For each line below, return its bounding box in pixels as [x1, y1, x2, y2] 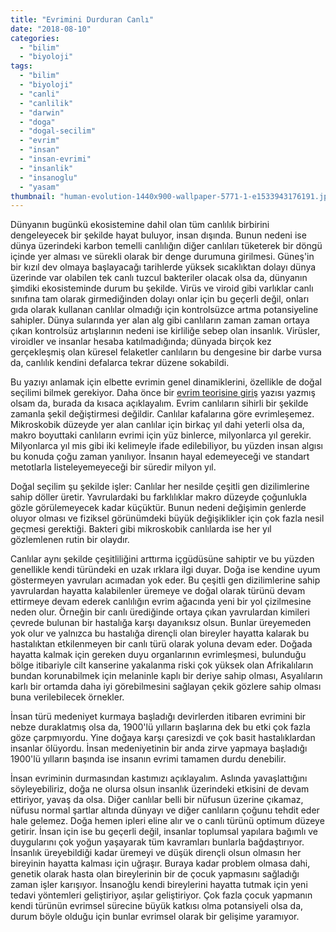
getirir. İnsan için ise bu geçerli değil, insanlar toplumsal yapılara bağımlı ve [10, 826, 319, 838]
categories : [10, 33, 60, 43]
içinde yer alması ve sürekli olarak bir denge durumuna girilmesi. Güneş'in [10, 251, 315, 263]
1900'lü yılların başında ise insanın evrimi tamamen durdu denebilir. [10, 753, 287, 765]
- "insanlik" [19, 163, 74, 173]
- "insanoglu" [19, 172, 78, 183]
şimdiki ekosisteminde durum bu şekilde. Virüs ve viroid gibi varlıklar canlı [10, 282, 314, 295]
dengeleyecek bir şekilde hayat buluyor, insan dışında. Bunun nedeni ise [10, 229, 307, 241]
